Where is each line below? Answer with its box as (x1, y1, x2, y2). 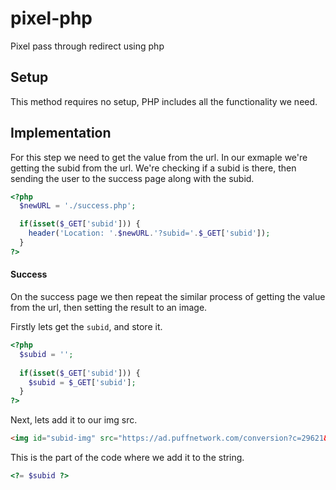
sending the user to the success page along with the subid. (10, 172, 255, 184)
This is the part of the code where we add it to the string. (10, 452, 245, 464)
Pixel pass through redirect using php (10, 40, 165, 52)
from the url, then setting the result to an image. (10, 302, 208, 314)
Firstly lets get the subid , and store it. (10, 321, 163, 333)
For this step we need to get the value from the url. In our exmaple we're (10, 151, 308, 163)
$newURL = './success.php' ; (19, 201, 137, 211)
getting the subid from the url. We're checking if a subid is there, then (10, 162, 297, 174)
